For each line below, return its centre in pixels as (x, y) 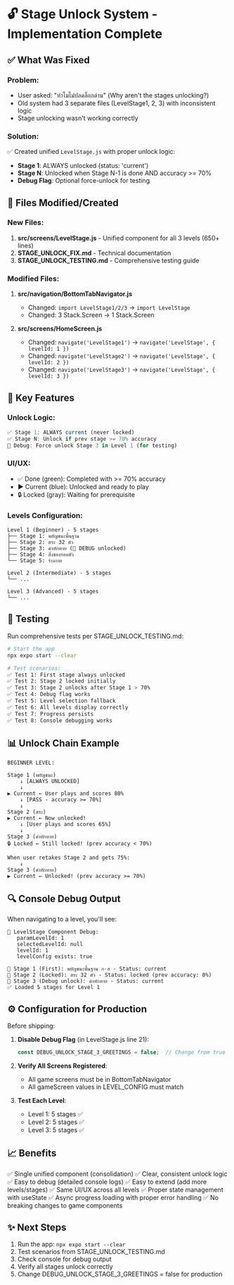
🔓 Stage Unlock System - (83, 14)
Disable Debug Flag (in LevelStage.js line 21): (83, 1039)
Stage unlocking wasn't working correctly (78, 118)
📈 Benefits (32, 1153)
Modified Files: (33, 278)
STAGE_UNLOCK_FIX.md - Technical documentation (94, 253)
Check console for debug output (65, 1259)
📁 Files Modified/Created (63, 203)
